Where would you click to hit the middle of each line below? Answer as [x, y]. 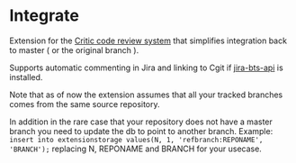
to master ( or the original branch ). [74, 50]
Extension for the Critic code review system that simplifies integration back [148, 41]
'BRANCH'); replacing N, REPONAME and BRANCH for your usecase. [136, 149]
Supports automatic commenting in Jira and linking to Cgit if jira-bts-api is [146, 68]
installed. [26, 77]
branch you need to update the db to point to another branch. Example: [141, 131]
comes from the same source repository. [85, 104]
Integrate [44, 16]
